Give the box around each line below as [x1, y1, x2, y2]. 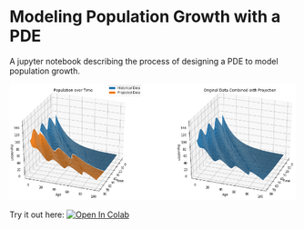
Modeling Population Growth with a [9, 6, 281, 27]
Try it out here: [9, 209, 66, 220]
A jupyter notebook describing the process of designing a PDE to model [9, 55, 279, 66]
